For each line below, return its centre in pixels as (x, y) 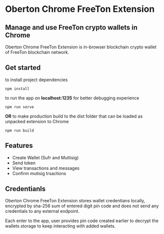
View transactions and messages (46, 168)
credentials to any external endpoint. (42, 211)
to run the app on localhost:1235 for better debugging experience (72, 98)
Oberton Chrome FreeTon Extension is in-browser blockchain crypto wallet (81, 47)
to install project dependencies (36, 80)
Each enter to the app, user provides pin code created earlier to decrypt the (82, 221)
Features (19, 146)
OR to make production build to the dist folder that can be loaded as (74, 116)
